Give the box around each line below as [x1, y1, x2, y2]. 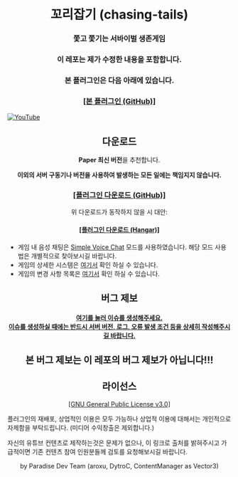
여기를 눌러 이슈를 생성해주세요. [75, 313, 163, 322]
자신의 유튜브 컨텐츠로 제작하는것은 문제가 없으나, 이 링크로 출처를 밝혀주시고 [7, 439, 220, 447]
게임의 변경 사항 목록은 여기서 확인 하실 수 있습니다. [17, 269, 160, 278]
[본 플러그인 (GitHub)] [82, 96, 156, 106]
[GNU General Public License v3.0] [68, 399, 171, 408]
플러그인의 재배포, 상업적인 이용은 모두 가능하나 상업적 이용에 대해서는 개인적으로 [7, 414, 232, 423]
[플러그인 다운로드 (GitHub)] [72, 190, 166, 200]
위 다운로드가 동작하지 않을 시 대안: [70, 208, 168, 216]
